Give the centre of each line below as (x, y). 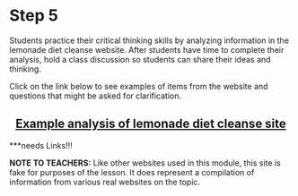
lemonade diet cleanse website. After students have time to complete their (147, 49)
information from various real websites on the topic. (105, 182)
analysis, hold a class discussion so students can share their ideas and (140, 59)
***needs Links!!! (41, 145)
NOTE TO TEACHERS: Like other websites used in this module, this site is (145, 163)
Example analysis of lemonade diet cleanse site (151, 124)
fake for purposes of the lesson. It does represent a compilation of (132, 172)
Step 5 (34, 16)
